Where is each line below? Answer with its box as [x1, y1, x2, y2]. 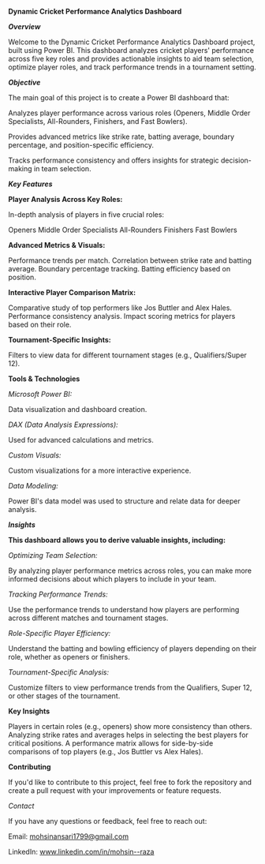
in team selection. [33, 164, 92, 173]
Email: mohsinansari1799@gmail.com [8, 832, 129, 841]
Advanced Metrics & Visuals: [8, 241, 106, 249]
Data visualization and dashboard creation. [8, 405, 147, 413]
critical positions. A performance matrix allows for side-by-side [8, 739, 214, 748]
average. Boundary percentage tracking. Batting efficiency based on [8, 264, 231, 273]
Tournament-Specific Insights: [8, 335, 112, 344]
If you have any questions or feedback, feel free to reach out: [8, 817, 207, 825]
